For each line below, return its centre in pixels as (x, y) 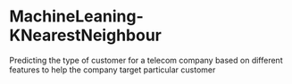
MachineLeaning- (77, 17)
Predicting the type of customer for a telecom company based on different (146, 60)
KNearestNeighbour (86, 35)
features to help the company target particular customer (113, 70)
